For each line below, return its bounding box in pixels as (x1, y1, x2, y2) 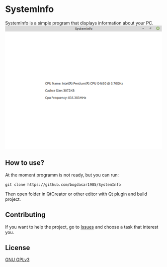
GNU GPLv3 (5, 257, 30, 263)
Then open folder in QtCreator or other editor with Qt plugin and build (5, 191, 148, 197)
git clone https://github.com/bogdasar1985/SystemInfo (5, 182, 121, 187)
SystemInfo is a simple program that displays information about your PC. (5, 20, 154, 26)
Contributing (5, 211, 46, 219)
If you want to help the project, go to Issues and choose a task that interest (5, 224, 159, 230)
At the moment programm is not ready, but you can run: (5, 172, 119, 178)
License (5, 243, 30, 252)
